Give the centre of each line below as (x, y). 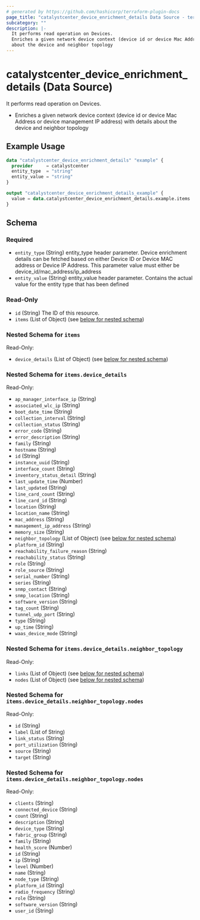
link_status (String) (39, 738)
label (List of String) (40, 732)
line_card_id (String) (41, 501)
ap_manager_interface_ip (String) (55, 399)
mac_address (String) (39, 520)
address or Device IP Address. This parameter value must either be (97, 265)
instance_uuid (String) (42, 462)
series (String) (33, 583)
